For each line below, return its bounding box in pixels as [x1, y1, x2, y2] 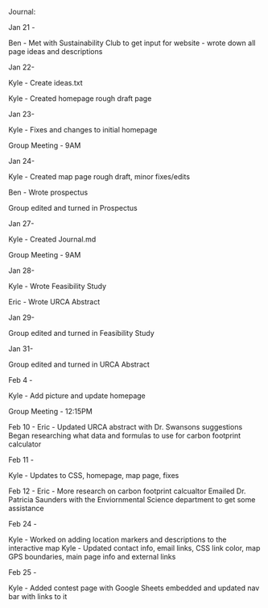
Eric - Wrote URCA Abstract [8, 297, 101, 306]
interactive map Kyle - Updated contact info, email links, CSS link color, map [8, 543, 261, 552]
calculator [8, 439, 42, 449]
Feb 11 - [8, 455, 35, 464]
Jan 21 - [8, 23, 35, 31]
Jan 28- [8, 266, 35, 275]
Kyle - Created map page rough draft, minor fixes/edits [8, 172, 191, 181]
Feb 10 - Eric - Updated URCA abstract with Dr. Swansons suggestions [8, 422, 243, 431]
